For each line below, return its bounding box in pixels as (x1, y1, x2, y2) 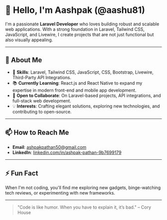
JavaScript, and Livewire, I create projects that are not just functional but (5, 31, 154, 37)
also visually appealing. (5, 37, 53, 43)
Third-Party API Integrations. (12, 74, 72, 80)
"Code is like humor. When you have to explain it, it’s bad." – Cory (17, 204, 152, 211)
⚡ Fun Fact (5, 169, 38, 177)
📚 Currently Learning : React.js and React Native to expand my (12, 80, 143, 86)
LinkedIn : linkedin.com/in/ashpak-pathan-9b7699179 (12, 149, 122, 155)
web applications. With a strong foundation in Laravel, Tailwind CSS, (5, 26, 145, 32)
